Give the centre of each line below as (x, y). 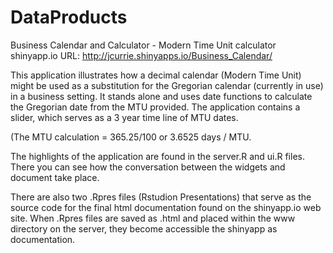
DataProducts (69, 17)
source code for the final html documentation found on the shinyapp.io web (166, 207)
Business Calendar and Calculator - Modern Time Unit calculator (143, 45)
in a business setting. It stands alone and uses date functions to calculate (161, 96)
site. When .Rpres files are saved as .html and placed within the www (153, 218)
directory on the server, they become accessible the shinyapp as (144, 228)
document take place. (55, 177)
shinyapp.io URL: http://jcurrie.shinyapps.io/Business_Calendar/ (141, 55)
